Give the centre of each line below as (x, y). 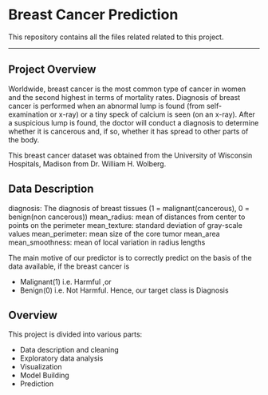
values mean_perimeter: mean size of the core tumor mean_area (114, 233)
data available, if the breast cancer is (69, 266)
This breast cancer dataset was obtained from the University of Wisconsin (130, 155)
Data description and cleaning (69, 350)
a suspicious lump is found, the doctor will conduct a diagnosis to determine (134, 122)
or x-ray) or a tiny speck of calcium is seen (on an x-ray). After (152, 114)
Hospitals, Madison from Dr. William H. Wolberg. (87, 164)
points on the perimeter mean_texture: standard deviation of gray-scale (126, 225)
